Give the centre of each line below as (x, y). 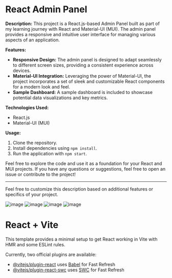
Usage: (13, 133)
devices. (22, 71)
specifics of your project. (32, 194)
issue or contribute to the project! (40, 174)
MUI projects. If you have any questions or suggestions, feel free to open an (85, 169)
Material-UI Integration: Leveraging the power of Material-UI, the (82, 76)
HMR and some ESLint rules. (35, 244)
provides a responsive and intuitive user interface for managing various (81, 34)
